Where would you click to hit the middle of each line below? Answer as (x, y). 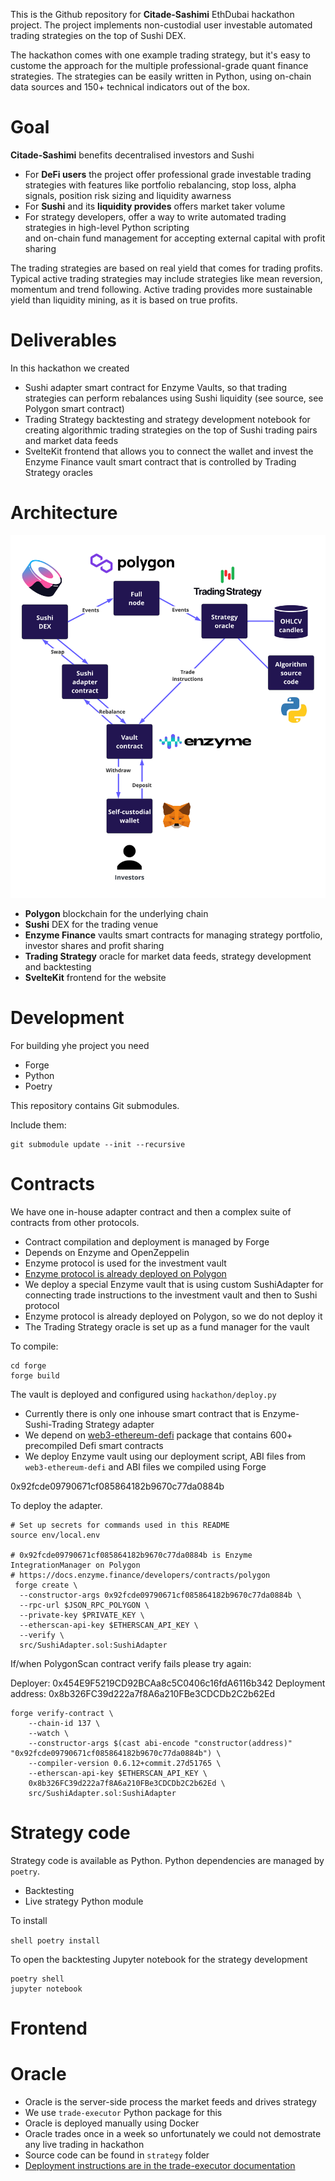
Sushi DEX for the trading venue (91, 924)
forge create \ (46, 1585)
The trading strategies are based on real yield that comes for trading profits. (166, 268)
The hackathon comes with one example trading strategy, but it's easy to (160, 55)
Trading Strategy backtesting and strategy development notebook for (167, 419)
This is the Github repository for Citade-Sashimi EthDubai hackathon (152, 14)
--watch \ (49, 1733)
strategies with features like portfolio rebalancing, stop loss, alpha (160, 185)
